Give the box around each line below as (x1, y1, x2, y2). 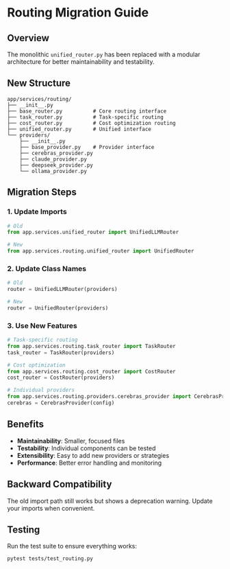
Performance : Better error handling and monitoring (16, 458, 162, 467)
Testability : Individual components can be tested (16, 444, 156, 452)
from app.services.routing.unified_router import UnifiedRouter (7, 248, 194, 255)
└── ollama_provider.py (19, 167, 88, 174)
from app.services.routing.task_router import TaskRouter (7, 342, 176, 349)
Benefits (7, 419, 44, 430)
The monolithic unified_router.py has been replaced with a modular (7, 50, 201, 58)
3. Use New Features (7, 321, 77, 330)
